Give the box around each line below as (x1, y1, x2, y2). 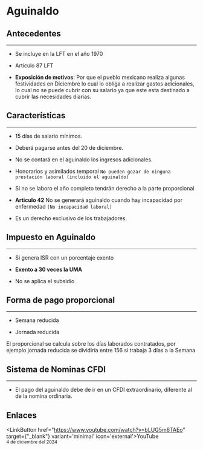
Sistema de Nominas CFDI (6, 364, 106, 374)
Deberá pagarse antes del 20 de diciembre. (14, 144, 124, 151)
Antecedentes (6, 29, 62, 39)
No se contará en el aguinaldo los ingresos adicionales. (14, 156, 153, 163)
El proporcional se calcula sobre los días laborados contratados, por (6, 340, 176, 348)
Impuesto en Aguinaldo (6, 232, 95, 243)
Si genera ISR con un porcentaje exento (14, 254, 114, 261)
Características (6, 110, 66, 121)
